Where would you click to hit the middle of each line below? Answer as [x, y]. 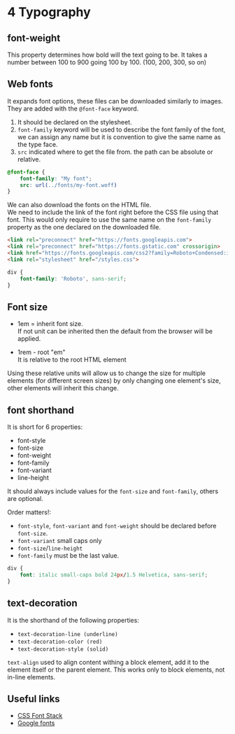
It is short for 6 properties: [45, 427]
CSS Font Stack [40, 716]
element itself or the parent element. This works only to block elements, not [116, 670]
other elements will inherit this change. [63, 388]
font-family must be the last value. [68, 556]
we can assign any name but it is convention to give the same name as [119, 136]
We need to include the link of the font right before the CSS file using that [113, 212]
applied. [29, 339]
